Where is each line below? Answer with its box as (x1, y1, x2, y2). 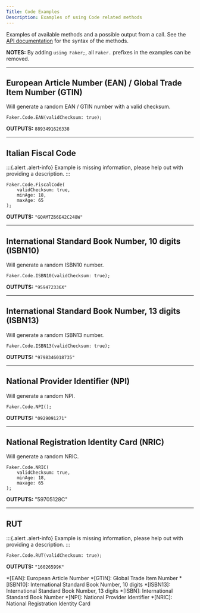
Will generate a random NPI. (6, 392, 76, 399)
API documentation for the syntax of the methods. (6, 37, 129, 44)
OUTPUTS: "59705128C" (6, 496, 68, 503)
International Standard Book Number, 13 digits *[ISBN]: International (6, 587, 173, 594)
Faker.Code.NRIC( (6, 464, 49, 471)
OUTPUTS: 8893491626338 (6, 125, 70, 132)
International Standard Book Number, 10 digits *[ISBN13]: (30, 581, 171, 589)
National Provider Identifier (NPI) (6, 376, 130, 387)
